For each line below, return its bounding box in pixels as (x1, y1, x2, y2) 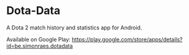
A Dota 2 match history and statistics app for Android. (6, 24, 142, 31)
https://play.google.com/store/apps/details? (71, 35, 183, 43)
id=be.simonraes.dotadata (6, 42, 73, 50)
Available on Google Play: (6, 35, 71, 43)
